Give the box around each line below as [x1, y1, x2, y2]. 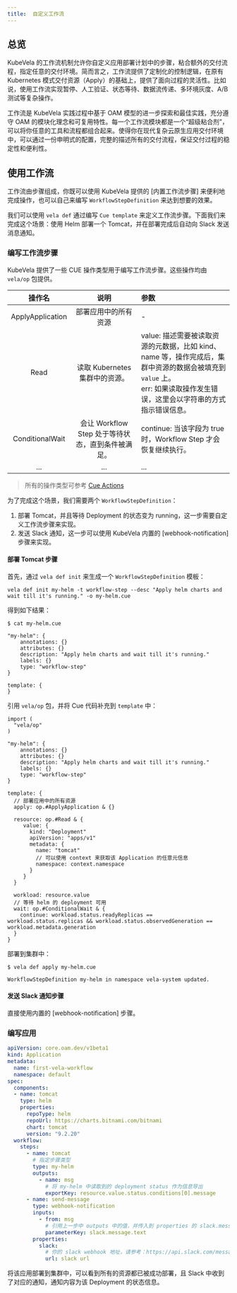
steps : [20, 1144, 39, 1151]
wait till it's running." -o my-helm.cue [7, 592, 131, 599]
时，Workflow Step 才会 [140, 434, 221, 444]
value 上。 [140, 373, 176, 383]
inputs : [32, 1209, 55, 1217]
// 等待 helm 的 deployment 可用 [13, 899, 107, 906]
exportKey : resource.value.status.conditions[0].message [44, 1190, 217, 1197]
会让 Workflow [80, 418, 128, 428]
